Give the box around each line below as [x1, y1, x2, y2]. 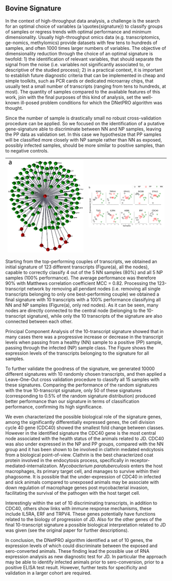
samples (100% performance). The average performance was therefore [5, 275, 156, 281]
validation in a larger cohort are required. [5, 570, 92, 576]
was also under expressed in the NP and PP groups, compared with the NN [5, 441, 164, 447]
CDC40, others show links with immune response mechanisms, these [5, 506, 152, 512]
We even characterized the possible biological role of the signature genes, [5, 414, 162, 420]
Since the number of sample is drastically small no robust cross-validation [5, 115, 162, 121]
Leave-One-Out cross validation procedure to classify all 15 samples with [5, 377, 160, 383]
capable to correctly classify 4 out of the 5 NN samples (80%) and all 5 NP [5, 269, 163, 276]
